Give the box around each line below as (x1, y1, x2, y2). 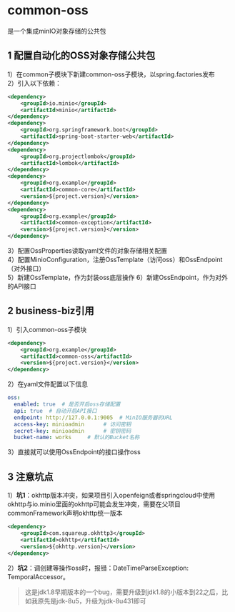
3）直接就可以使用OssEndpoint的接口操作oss (7, 448, 141, 456)
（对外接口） (7, 264, 45, 273)
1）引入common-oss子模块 (7, 325, 87, 333)
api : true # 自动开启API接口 (14, 407, 98, 414)
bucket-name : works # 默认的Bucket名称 (14, 434, 140, 441)
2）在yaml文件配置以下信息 (7, 380, 88, 388)
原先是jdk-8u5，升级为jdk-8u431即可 (37, 596, 146, 605)
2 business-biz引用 (7, 305, 94, 317)
